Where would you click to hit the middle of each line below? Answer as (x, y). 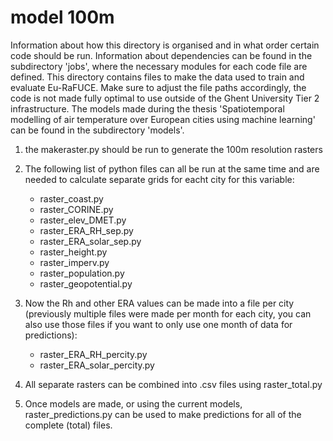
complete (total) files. (68, 425)
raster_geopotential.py (86, 283)
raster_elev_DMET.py (83, 220)
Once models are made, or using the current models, (133, 403)
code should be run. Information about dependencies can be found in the (161, 55)
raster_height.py (73, 252)
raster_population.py (82, 273)
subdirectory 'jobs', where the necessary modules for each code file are (159, 66)
